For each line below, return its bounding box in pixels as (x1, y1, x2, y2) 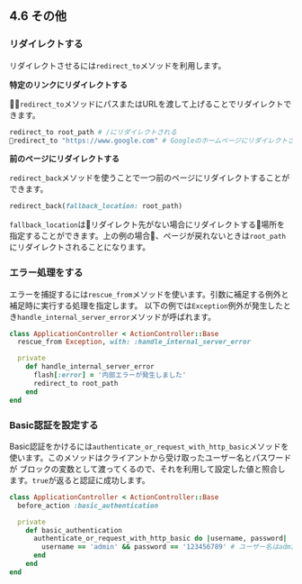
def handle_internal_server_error (25, 362, 155, 371)
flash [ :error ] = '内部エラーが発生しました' (32, 370, 187, 380)
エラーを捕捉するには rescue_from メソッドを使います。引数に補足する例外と (9, 288, 289, 299)
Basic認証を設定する (9, 418, 99, 431)
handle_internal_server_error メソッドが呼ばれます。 (17, 311, 217, 322)
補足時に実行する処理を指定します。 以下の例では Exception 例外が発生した (9, 300, 283, 311)
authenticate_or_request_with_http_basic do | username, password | (32, 534, 288, 543)
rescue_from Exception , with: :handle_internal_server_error (17, 337, 252, 347)
